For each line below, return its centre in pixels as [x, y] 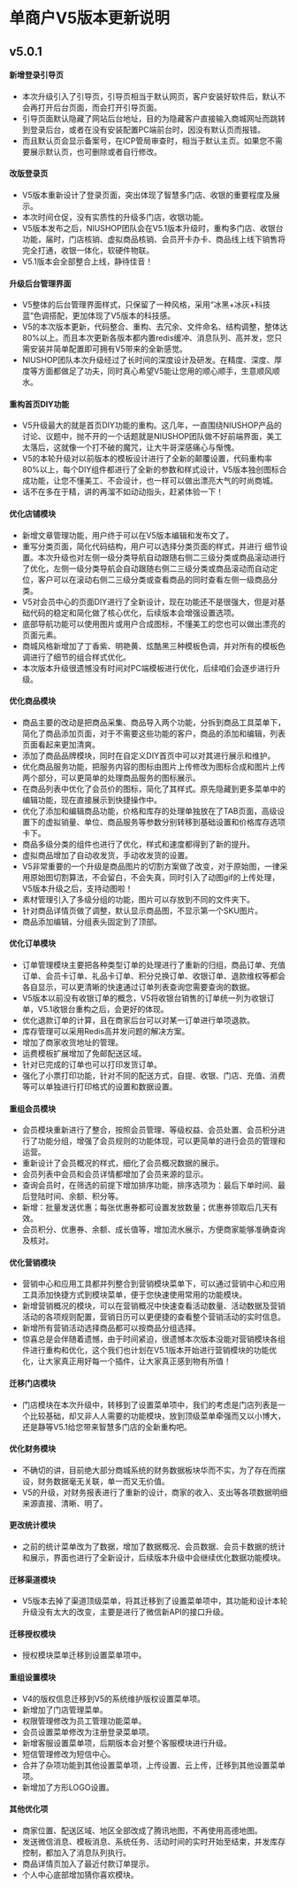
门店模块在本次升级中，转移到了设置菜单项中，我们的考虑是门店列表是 [150, 1404]
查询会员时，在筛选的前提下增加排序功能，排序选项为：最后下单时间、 [150, 1185]
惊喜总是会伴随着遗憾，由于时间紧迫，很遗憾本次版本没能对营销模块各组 [153, 1339]
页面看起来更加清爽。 [61, 744]
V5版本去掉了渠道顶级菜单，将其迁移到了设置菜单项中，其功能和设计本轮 [155, 1601]
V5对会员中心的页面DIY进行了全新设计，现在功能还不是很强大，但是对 [150, 601]
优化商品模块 [32, 701]
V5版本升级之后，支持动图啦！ [77, 888]
